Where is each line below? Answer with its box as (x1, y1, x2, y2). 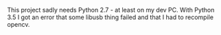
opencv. (7, 21, 30, 28)
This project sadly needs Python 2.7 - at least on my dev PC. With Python (7, 6, 215, 14)
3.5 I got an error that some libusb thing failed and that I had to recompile (7, 13, 214, 21)
